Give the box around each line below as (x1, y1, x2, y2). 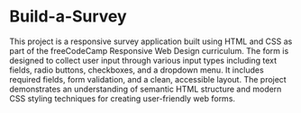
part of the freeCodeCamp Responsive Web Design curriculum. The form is (9, 45, 289, 56)
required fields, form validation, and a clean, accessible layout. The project (9, 74, 287, 84)
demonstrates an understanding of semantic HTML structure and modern (9, 83, 282, 94)
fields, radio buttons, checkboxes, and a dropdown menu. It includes (9, 65, 264, 75)
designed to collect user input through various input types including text (9, 55, 278, 65)
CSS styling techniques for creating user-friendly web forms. (9, 92, 236, 104)
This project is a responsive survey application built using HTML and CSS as (9, 36, 293, 47)
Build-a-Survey (9, 6, 128, 27)
